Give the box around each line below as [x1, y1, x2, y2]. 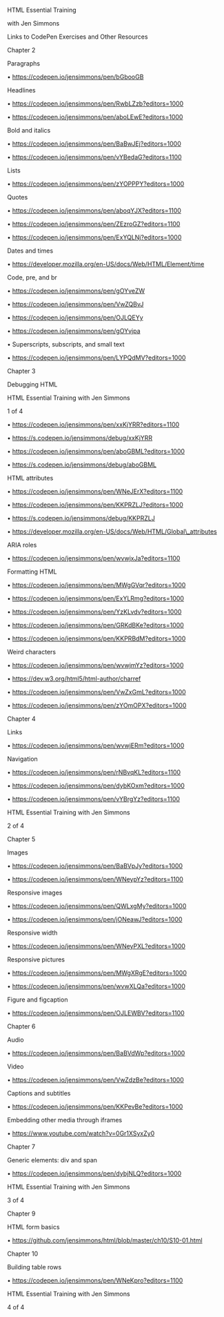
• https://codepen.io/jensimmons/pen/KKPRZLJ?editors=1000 [7, 500, 184, 509]
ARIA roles [7, 541, 37, 549]
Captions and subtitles [7, 1089, 71, 1097]
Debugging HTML [7, 380, 58, 389]
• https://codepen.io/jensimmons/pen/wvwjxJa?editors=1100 [7, 554, 181, 562]
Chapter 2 [7, 46, 36, 54]
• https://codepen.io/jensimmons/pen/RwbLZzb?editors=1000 [7, 99, 184, 108]
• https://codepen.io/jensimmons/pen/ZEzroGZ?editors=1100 [7, 220, 181, 228]
